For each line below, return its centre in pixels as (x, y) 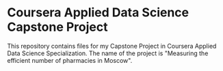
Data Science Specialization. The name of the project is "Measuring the (108, 53)
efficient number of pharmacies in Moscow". (70, 60)
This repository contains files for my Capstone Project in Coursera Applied (112, 46)
